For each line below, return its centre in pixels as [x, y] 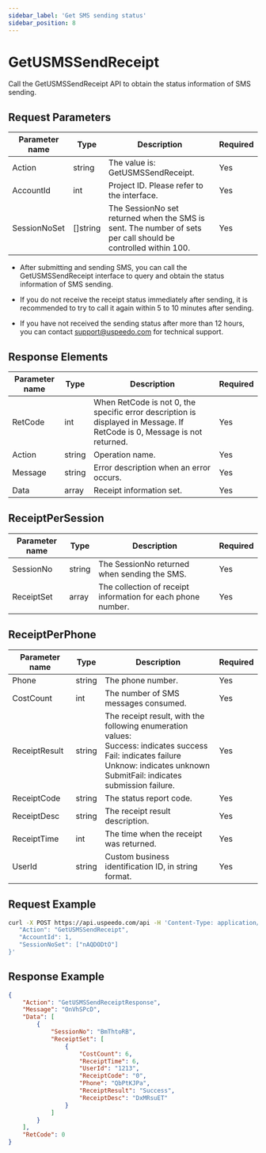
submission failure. [140, 785]
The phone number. [141, 680]
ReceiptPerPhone [52, 635]
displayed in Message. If [139, 422]
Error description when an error [152, 468]
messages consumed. [146, 703]
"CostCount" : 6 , [106, 1054]
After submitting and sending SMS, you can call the [103, 268]
